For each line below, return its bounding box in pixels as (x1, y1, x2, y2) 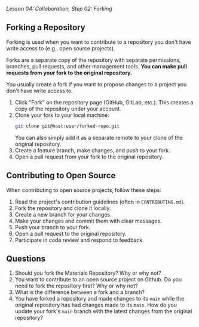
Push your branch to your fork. (14, 223, 91, 230)
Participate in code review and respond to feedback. (14, 236, 145, 244)
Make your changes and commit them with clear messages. (14, 217, 163, 224)
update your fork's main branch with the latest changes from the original (14, 308, 192, 315)
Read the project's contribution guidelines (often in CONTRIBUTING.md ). (14, 198, 185, 205)
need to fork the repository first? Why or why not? (14, 282, 138, 290)
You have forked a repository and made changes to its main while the (14, 295, 185, 302)
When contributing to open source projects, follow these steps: (6, 186, 161, 194)
